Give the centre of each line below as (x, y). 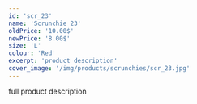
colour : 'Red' (32, 53)
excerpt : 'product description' (63, 61)
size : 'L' (25, 46)
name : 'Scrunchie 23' (45, 23)
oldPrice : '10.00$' (41, 31)
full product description (47, 91)
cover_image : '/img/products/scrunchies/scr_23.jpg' (99, 69)
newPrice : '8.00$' (39, 38)
